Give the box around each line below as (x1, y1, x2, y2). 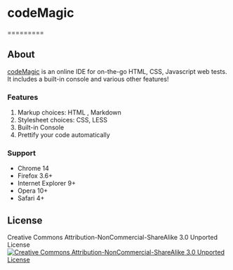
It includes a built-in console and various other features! (7, 75, 169, 83)
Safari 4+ (17, 194, 45, 202)
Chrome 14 (17, 164, 49, 173)
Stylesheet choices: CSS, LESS (17, 116, 107, 124)
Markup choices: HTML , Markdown (17, 108, 121, 117)
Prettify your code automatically (17, 131, 110, 139)
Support (7, 148, 36, 157)
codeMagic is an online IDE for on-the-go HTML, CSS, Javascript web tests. (7, 67, 227, 75)
